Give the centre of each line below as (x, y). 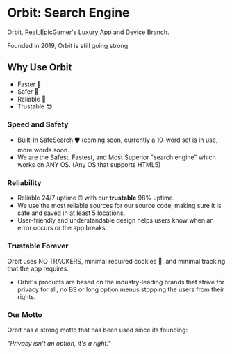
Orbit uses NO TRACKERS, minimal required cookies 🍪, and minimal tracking (116, 261)
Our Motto (25, 314)
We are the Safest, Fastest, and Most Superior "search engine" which (117, 157)
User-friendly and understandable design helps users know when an (115, 220)
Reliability (24, 182)
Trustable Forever (38, 246)
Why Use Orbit (40, 67)
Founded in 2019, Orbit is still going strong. (68, 45)
